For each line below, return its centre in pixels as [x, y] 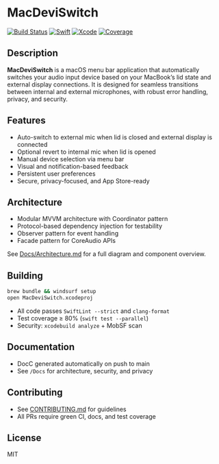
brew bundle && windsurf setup [52, 292]
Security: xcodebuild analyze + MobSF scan [79, 325]
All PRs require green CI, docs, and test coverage [86, 416]
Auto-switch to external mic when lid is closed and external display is [115, 137]
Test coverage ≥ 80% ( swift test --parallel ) [83, 318]
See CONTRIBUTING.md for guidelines [72, 409]
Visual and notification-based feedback [73, 166]
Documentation [41, 347]
